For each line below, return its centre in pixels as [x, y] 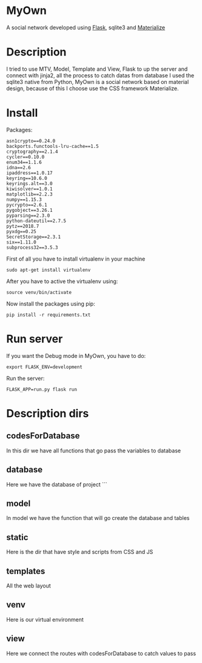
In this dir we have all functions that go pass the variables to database [93, 451]
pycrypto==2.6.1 [27, 205]
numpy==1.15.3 [24, 199]
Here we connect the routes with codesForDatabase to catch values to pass [101, 653]
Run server [35, 339]
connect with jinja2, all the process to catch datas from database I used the [100, 75]
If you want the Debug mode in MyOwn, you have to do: [76, 356]
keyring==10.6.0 [27, 178]
